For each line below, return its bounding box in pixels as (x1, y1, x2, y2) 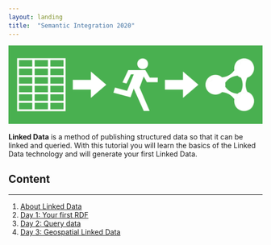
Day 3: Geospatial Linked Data (19, 226, 121, 237)
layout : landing (8, 13, 63, 21)
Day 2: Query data (19, 218, 81, 228)
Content (8, 172, 51, 186)
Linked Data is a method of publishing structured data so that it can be (8, 132, 244, 142)
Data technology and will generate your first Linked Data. (8, 149, 198, 159)
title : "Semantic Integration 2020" (8, 21, 135, 30)
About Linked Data (19, 201, 82, 211)
